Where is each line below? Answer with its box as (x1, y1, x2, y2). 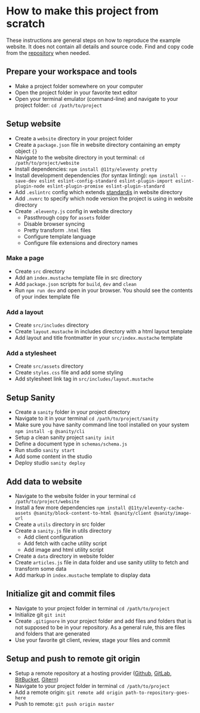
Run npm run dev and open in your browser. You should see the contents (14, 287, 193, 294)
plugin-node (14, 183, 45, 189)
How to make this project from (6, 4, 159, 18)
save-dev (14, 178, 37, 184)
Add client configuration (23, 533, 84, 541)
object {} (14, 147, 38, 155)
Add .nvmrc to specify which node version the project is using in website (14, 195, 193, 202)
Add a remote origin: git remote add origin (14, 689, 124, 696)
